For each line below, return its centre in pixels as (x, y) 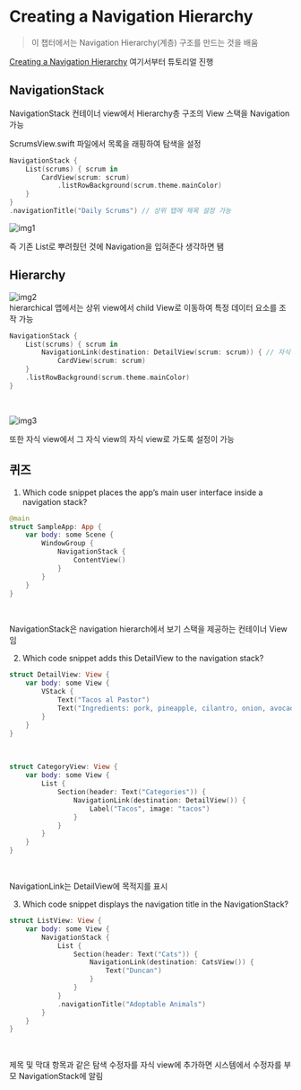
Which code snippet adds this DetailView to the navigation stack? (143, 659)
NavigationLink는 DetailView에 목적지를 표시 (89, 886)
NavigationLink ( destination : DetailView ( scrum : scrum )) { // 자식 (166, 352)
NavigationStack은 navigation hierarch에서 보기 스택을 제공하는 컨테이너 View (149, 629)
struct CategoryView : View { (64, 767)
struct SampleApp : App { (56, 527)
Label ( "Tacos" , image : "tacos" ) (150, 809)
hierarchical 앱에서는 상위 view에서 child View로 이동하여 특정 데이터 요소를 (143, 307)
